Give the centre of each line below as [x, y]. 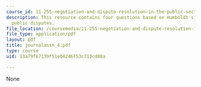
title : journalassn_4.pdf [38, 46]
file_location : [25, 28]
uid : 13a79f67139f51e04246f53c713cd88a [56, 56]
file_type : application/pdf [41, 34]
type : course [22, 51]
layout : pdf [21, 40]
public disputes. [33, 23]
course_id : [20, 12]
